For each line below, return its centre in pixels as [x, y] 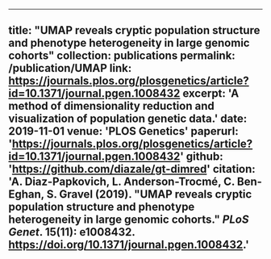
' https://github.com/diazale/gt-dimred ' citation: [132, 169]
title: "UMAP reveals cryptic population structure [134, 30]
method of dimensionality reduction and [112, 106]
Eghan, [26, 194]
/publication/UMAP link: [70, 68]
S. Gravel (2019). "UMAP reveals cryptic [149, 194]
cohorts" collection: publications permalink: [122, 56]
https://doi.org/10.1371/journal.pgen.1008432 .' [129, 245]
